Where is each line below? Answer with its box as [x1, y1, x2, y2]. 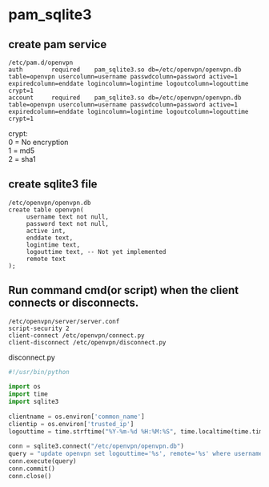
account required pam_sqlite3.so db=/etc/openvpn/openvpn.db [8, 94, 242, 102]
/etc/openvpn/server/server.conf [8, 317, 120, 325]
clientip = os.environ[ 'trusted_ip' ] [8, 420, 134, 428]
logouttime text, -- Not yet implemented [26, 248, 167, 256]
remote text [26, 255, 66, 263]
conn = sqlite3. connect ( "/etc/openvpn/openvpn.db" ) [8, 442, 184, 450]
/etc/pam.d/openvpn [8, 58, 74, 66]
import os [8, 383, 42, 391]
